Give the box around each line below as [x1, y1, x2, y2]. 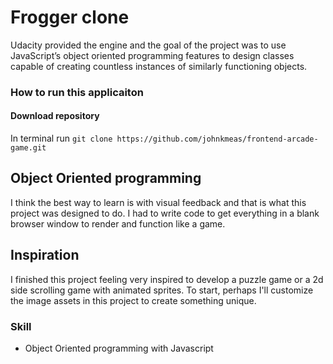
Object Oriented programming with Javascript [24, 342, 214, 354]
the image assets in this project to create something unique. [10, 294, 257, 306]
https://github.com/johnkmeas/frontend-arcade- [116, 134, 319, 145]
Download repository [10, 110, 100, 122]
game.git [10, 143, 47, 153]
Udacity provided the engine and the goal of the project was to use [10, 39, 287, 51]
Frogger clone [10, 6, 130, 29]
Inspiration [10, 247, 80, 264]
